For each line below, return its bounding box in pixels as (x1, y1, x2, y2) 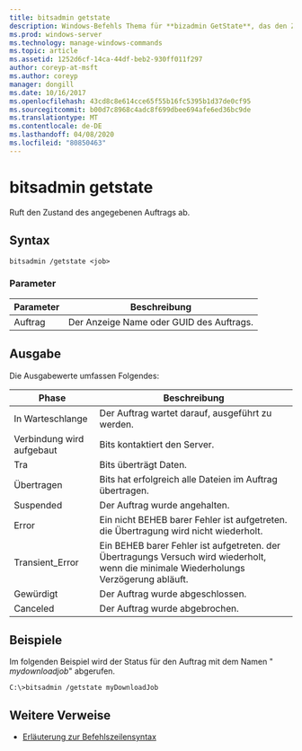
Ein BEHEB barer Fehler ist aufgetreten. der (99, 539, 281, 552)
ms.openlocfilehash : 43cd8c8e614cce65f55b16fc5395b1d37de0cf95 (9, 96, 252, 106)
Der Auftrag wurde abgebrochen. (99, 602, 240, 614)
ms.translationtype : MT (9, 113, 99, 122)
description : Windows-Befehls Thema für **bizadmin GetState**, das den (9, 22, 288, 31)
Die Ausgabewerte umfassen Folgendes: (9, 370, 160, 381)
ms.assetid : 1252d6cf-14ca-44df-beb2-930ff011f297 (9, 55, 203, 64)
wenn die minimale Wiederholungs (99, 561, 245, 574)
